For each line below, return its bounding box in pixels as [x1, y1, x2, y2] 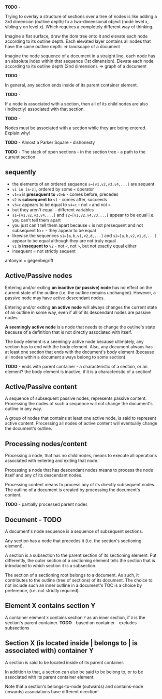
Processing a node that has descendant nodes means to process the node [5, 467, 153, 473]
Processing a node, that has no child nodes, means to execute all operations [5, 453, 157, 459]
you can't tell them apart [12, 217, 61, 223]
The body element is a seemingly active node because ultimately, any [5, 339, 144, 344]
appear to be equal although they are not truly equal [12, 238, 116, 243]
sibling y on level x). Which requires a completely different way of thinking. [5, 24, 154, 30]
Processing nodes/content [5, 440, 87, 448]
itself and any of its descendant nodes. [5, 472, 83, 478]
